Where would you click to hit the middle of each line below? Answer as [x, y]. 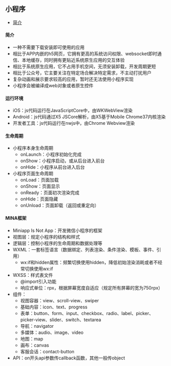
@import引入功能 [38, 281]
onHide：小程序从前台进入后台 [53, 167]
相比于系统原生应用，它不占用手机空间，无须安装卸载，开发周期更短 [84, 67]
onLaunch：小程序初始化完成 [51, 154]
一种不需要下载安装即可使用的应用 [48, 47]
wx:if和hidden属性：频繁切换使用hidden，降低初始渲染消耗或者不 [89, 262]
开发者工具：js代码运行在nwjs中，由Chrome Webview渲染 [74, 123]
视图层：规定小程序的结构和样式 [46, 237]
